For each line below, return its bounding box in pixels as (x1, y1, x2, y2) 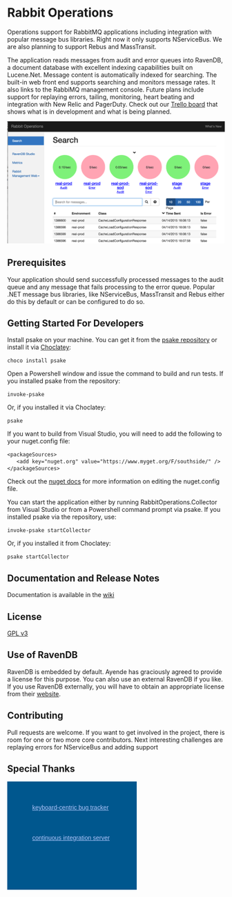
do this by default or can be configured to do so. (7, 297, 145, 305)
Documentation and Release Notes (7, 572, 160, 584)
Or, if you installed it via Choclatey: (7, 403, 106, 411)
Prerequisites (7, 257, 66, 269)
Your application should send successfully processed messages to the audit (7, 275, 224, 283)
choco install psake (7, 357, 67, 364)
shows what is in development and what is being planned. (7, 107, 172, 116)
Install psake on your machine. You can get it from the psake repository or (7, 336, 217, 344)
